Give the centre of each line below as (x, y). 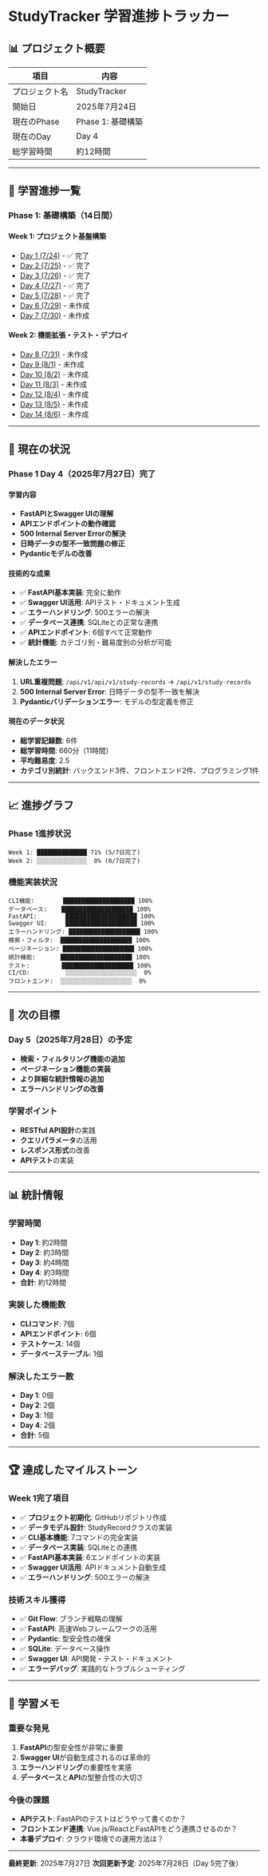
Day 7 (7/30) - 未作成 (55, 315)
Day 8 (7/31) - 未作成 (54, 354)
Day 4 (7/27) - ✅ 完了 (55, 285)
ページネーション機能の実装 (65, 1069)
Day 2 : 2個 (37, 1405)
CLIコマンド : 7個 (47, 1324)
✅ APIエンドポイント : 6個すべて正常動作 (86, 632)
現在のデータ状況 (36, 721)
